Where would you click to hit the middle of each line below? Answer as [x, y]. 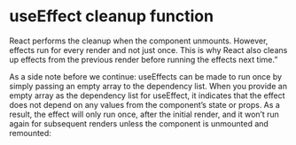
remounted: [30, 133]
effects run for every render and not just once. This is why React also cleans [148, 50]
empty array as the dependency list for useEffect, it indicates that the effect [147, 95]
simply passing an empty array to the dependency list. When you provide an [148, 86]
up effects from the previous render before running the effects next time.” [144, 59]
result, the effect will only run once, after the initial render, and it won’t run [144, 114]
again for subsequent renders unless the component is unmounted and [139, 123]
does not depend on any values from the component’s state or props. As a [145, 104]
